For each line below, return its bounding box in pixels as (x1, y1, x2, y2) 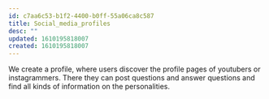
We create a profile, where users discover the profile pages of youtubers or (8, 64, 262, 74)
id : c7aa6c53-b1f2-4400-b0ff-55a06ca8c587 (8, 11, 154, 20)
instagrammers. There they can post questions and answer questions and (8, 73, 256, 83)
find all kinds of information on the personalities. (8, 82, 171, 92)
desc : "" (8, 27, 38, 35)
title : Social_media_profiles (8, 19, 111, 28)
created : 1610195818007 (8, 42, 89, 50)
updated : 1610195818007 (8, 34, 89, 43)
